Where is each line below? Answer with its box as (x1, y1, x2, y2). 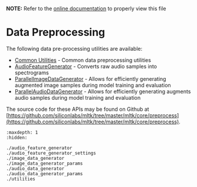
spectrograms (14, 69, 49, 76)
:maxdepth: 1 (6, 129, 38, 135)
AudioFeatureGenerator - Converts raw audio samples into (14, 63, 157, 70)
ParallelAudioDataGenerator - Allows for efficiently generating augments (14, 88, 191, 95)
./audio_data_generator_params (6, 170, 83, 176)
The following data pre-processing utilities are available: (6, 45, 143, 52)
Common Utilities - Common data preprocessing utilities (14, 56, 152, 64)
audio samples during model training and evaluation (14, 94, 141, 101)
